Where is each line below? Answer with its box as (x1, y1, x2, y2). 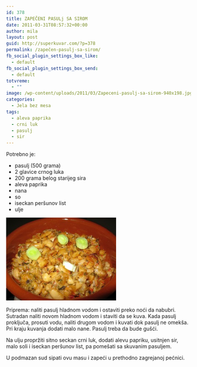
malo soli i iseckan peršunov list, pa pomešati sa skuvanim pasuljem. (6, 343, 172, 350)
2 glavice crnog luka (14, 168, 64, 176)
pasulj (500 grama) (14, 162, 61, 169)
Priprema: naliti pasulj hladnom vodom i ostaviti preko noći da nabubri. (6, 306, 176, 313)
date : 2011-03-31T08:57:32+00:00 (6, 22, 88, 28)
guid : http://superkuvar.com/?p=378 (6, 41, 96, 47)
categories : (6, 97, 35, 103)
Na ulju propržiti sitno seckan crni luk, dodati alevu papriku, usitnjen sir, (6, 336, 179, 344)
